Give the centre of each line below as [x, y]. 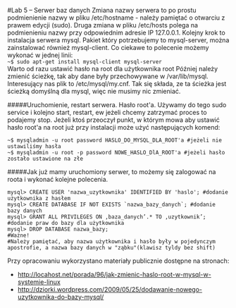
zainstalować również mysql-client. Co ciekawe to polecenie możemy [108, 48]
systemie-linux [39, 282]
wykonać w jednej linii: [40, 55]
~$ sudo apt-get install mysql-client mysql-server [85, 62]
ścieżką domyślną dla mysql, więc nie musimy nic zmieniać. [94, 91]
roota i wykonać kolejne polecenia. [58, 179]
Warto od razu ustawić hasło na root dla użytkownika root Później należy [113, 69]
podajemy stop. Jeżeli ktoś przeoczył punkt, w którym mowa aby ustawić [113, 120]
